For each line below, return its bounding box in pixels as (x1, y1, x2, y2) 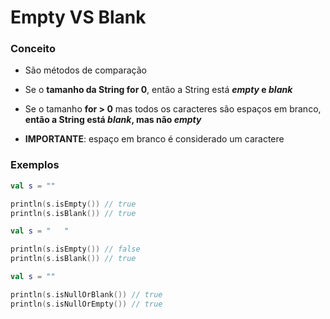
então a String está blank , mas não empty (24, 114, 202, 126)
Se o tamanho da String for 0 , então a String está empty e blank (24, 84, 293, 96)
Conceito (10, 42, 56, 56)
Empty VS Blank (10, 6, 147, 29)
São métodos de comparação (24, 64, 147, 76)
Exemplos (10, 158, 60, 172)
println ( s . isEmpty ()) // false (10, 244, 141, 255)
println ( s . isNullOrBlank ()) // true (10, 289, 163, 300)
